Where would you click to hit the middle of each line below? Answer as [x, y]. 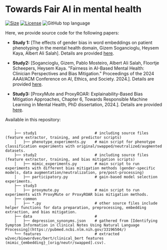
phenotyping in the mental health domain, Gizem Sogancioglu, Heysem [85, 48]
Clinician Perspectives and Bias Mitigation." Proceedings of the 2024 [83, 73]
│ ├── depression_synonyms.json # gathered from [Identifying [86, 221]
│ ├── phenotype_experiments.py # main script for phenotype [85, 142]
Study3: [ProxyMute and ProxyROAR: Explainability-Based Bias [77, 94]
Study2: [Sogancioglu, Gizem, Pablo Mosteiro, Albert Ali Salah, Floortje [86, 63]
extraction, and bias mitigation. [41, 212]
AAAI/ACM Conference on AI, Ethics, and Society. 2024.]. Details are [83, 79]
